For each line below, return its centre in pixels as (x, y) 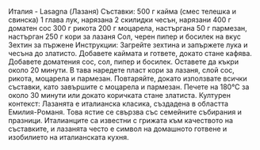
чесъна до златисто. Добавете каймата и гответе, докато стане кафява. (130, 53)
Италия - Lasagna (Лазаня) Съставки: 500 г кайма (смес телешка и (122, 11)
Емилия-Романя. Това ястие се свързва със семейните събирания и (125, 112)
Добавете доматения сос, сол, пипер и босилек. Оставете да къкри (124, 62)
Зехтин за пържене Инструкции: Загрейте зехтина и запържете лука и (128, 45)
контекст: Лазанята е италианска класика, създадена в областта (118, 103)
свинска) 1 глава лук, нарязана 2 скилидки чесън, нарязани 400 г (120, 20)
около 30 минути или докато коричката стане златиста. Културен (120, 95)
